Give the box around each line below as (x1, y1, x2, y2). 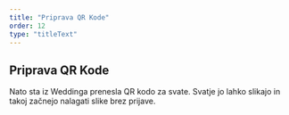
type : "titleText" (9, 29, 78, 38)
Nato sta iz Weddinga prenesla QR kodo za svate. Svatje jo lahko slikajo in (9, 86, 281, 97)
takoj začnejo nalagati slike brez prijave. (9, 95, 156, 107)
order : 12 (9, 21, 46, 30)
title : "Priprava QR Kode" (9, 12, 110, 22)
